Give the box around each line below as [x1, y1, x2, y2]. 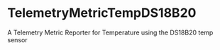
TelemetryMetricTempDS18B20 [7, 5, 197, 21]
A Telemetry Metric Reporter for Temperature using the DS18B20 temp [7, 28, 214, 37]
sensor [7, 35, 28, 44]
